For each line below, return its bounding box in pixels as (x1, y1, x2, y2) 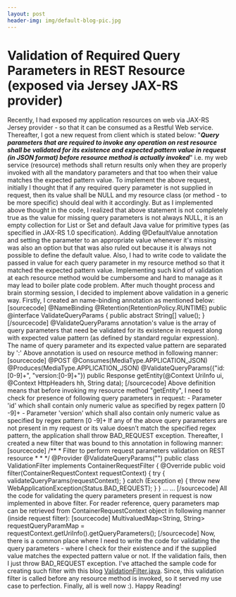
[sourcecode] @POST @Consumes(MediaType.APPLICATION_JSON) (7, 357, 208, 365)
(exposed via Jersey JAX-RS (7, 77, 178, 93)
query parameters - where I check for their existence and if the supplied (7, 544, 217, 552)
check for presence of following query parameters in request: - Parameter (7, 394, 223, 402)
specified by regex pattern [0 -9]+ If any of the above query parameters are (7, 417, 228, 425)
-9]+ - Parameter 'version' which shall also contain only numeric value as (7, 409, 221, 417)
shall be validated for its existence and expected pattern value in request (7, 146, 227, 154)
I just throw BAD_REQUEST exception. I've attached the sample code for (7, 560, 217, 568)
